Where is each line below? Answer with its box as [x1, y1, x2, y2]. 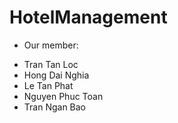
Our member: [23, 39, 79, 51]
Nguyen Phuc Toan [23, 90, 104, 102]
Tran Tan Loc [23, 58, 79, 70]
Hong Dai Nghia [23, 69, 90, 81]
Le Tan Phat [23, 79, 74, 91]
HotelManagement [9, 6, 168, 29]
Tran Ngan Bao [23, 101, 87, 113]
